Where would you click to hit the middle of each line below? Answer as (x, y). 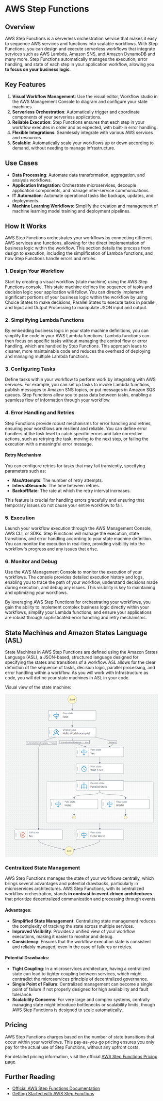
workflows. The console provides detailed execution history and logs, (74, 577)
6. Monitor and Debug (31, 561)
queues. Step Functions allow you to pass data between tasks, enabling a (78, 395)
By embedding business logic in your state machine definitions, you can (77, 330)
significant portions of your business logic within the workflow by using (76, 297)
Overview (20, 27)
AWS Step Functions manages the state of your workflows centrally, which (80, 878)
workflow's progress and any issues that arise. (52, 549)
